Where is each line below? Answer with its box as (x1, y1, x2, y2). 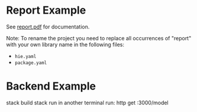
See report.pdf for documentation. (6, 23, 90, 30)
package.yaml (14, 60, 47, 66)
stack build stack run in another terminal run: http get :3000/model (6, 99, 169, 106)
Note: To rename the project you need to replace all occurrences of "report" (6, 34, 192, 41)
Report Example (6, 4, 86, 17)
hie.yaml (14, 53, 37, 59)
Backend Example (6, 79, 96, 93)
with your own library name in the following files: (6, 41, 125, 48)
